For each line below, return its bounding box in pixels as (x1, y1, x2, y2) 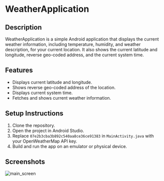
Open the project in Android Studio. (12, 127, 85, 134)
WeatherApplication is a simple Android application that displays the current (5, 36, 159, 42)
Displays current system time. (12, 90, 73, 96)
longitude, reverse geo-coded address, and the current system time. (5, 52, 144, 58)
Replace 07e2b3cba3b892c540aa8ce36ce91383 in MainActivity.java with (12, 133, 154, 139)
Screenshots (5, 158, 45, 166)
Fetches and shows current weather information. (12, 95, 111, 101)
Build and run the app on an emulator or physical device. (12, 143, 127, 149)
